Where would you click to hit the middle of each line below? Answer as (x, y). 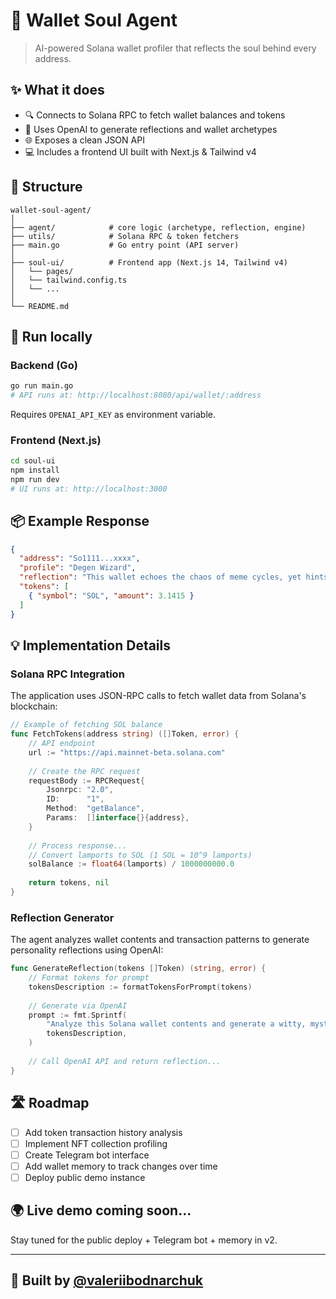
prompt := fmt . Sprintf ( (78, 1015)
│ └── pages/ (42, 271)
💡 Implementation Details (91, 645)
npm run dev (35, 480)
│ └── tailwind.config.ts (69, 280)
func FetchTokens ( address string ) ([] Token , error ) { (125, 734)
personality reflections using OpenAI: (87, 950)
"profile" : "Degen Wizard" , (78, 568)
